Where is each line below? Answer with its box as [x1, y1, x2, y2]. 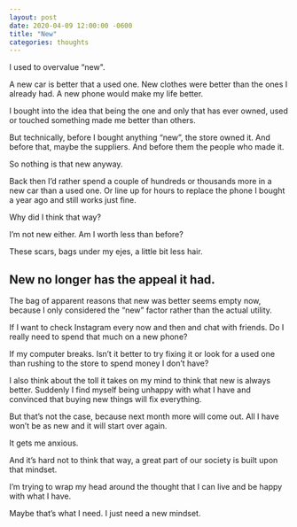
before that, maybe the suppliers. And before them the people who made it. [9, 142, 285, 152]
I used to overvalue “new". [9, 62, 106, 73]
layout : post [9, 12, 58, 22]
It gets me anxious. [9, 438, 79, 448]
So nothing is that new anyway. [9, 159, 123, 169]
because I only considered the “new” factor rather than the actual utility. [9, 305, 273, 315]
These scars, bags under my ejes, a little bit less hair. [9, 246, 203, 257]
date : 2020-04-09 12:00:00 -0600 [9, 21, 133, 30]
